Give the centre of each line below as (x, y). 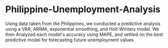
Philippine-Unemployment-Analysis (83, 9)
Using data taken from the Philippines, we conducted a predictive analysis (83, 23)
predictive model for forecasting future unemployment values (69, 40)
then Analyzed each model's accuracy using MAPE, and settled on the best (84, 34)
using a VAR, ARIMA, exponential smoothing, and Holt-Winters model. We (82, 29)
